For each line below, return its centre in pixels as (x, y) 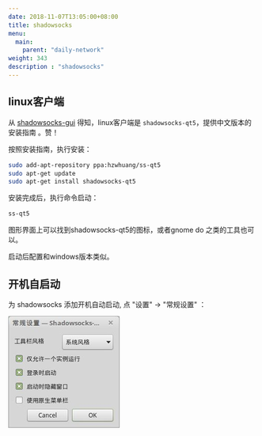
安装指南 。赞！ (34, 132)
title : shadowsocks (40, 25)
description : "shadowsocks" (56, 67)
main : (25, 42)
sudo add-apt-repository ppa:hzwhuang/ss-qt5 (84, 165)
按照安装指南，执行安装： (50, 149)
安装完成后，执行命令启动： (53, 198)
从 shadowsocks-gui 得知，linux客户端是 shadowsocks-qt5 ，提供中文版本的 (130, 122)
